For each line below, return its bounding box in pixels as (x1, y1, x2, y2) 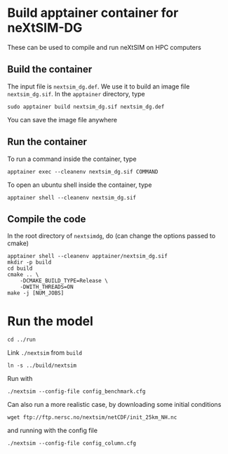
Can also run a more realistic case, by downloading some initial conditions (7, 401, 222, 409)
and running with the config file (7, 427, 98, 435)
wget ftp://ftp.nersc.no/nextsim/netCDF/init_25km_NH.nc (7, 414, 177, 421)
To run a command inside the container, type (7, 155, 137, 163)
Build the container (7, 63, 93, 75)
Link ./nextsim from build (7, 349, 83, 357)
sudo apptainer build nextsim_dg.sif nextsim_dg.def (7, 103, 165, 110)
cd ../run (7, 336, 36, 344)
